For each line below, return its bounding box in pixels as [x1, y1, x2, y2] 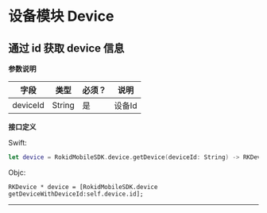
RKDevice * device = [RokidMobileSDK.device [8, 183, 158, 191]
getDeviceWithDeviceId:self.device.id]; [8, 190, 145, 198]
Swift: [8, 138, 28, 147]
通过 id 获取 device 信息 [8, 41, 125, 55]
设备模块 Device [8, 7, 114, 25]
